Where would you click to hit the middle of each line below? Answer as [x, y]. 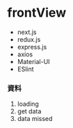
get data [29, 111]
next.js [27, 32]
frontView [37, 13]
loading [28, 104]
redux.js [29, 39]
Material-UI [33, 61]
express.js [32, 47]
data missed [35, 119]
